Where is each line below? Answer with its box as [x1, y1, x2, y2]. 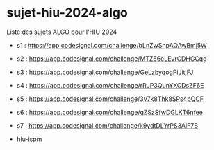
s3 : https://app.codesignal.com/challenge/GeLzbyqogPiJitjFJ [16, 68, 194, 76]
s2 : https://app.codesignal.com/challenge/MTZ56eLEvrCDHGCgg [16, 54, 207, 63]
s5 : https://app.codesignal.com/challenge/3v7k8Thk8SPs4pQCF [16, 95, 204, 103]
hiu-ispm [16, 135, 42, 143]
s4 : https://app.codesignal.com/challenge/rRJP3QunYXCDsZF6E [16, 81, 204, 89]
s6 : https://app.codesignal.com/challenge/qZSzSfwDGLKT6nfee [16, 108, 203, 116]
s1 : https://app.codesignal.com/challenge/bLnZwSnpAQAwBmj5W [16, 41, 208, 49]
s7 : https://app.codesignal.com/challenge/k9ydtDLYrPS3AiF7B [16, 121, 199, 129]
